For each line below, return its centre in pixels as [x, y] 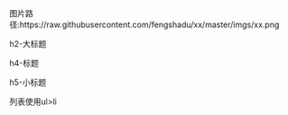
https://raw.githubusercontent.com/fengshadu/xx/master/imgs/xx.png [149, 24]
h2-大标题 [28, 44]
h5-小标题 [28, 82]
